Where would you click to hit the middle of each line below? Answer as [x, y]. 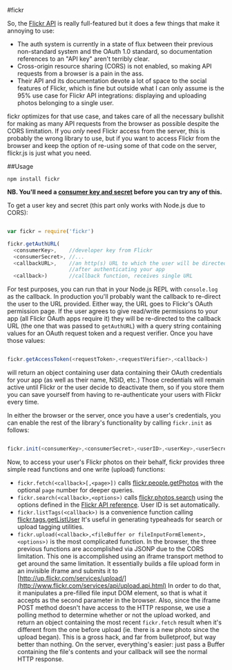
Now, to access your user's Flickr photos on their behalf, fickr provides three [116, 462]
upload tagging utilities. [50, 527]
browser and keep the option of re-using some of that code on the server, [112, 146]
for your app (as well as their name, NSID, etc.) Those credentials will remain [116, 380]
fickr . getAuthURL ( [33, 244]
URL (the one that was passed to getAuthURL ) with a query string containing [114, 326]
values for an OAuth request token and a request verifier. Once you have [110, 333]
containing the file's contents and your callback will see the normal [112, 651]
